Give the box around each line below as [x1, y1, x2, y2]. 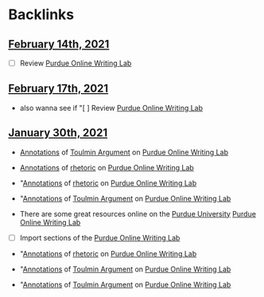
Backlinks [8, 6, 75, 24]
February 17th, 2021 [8, 82, 109, 96]
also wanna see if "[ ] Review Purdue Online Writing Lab [19, 103, 204, 112]
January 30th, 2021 [8, 126, 108, 140]
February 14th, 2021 [8, 37, 110, 51]
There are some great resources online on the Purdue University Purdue [19, 209, 257, 218]
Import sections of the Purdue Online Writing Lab [19, 233, 181, 242]
